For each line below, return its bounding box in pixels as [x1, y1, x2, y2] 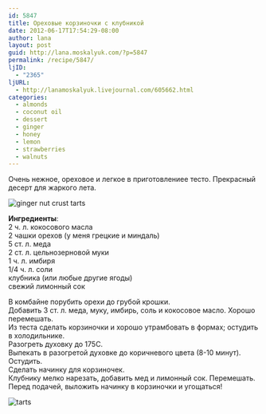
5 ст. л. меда [8, 239, 52, 249]
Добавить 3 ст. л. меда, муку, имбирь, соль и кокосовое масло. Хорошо [8, 306, 256, 315]
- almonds [15, 101, 48, 108]
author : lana [8, 34, 52, 42]
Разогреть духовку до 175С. [8, 340, 104, 349]
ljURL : [8, 78, 30, 86]
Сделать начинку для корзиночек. [8, 365, 125, 375]
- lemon [15, 137, 41, 146]
